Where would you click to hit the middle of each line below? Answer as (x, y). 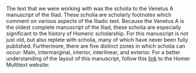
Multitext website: (28, 65)
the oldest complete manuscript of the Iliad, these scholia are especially (94, 27)
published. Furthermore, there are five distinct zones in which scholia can (96, 46)
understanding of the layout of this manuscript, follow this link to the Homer (98, 59)
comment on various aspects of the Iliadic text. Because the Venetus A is (95, 21)
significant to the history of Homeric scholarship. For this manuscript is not (97, 34)
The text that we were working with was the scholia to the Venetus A (90, 9)
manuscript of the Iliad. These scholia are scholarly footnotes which (89, 15)
